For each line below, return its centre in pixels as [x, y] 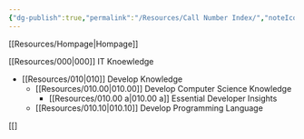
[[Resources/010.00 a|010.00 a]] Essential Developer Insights [163, 98]
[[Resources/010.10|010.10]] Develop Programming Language [149, 108]
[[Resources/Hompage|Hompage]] [74, 44]
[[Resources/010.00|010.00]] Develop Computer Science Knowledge [163, 88]
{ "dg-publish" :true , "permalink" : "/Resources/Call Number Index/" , [137, 18]
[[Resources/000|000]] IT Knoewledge [81, 61]
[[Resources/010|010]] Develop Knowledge [102, 79]
